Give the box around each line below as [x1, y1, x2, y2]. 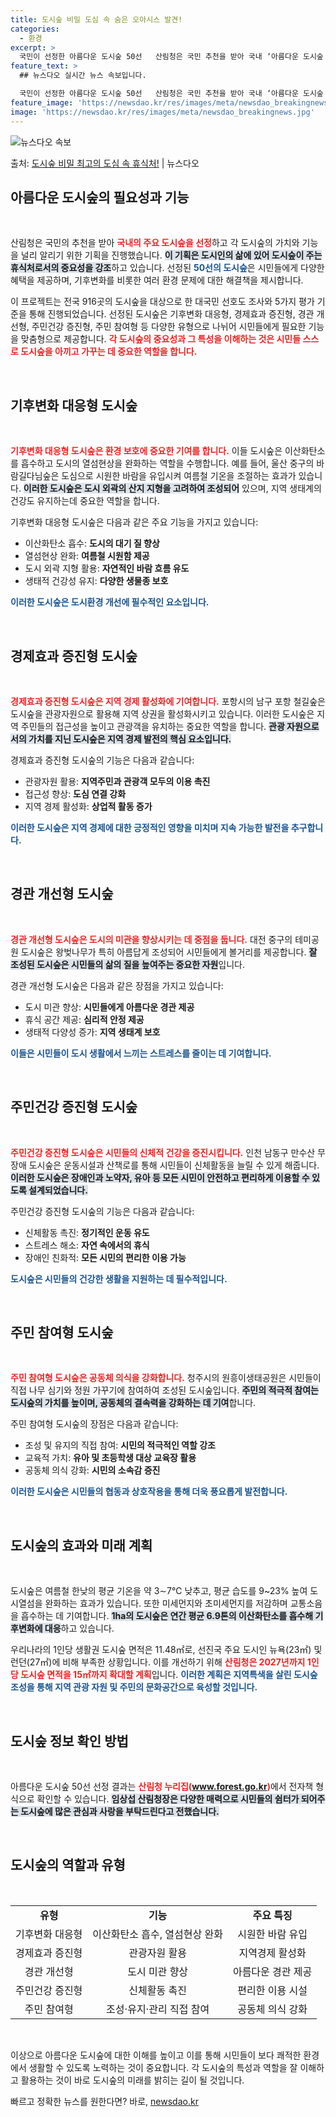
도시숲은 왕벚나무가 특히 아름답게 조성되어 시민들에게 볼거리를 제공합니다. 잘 [20, 946, 318, 958]
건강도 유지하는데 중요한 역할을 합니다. [10, 495, 160, 507]
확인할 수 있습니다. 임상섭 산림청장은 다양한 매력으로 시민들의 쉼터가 [36, 1793, 300, 1805]
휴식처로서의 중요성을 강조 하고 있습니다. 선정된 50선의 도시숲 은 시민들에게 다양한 [10, 262, 325, 274]
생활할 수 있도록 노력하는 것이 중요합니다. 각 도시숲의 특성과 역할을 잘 [28, 2061, 298, 2073]
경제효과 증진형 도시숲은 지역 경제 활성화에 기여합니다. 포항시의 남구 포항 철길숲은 [10, 695, 326, 707]
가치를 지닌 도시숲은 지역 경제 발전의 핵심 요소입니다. [28, 732, 232, 745]
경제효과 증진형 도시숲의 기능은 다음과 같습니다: [10, 754, 195, 766]
